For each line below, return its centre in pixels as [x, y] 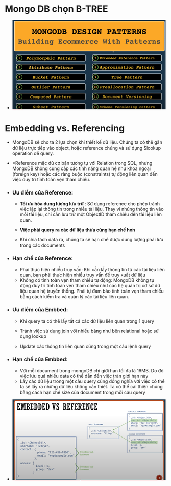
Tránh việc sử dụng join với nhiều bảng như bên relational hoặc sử [89, 331]
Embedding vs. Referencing [65, 128]
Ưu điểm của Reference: [43, 192]
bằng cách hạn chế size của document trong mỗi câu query [83, 392]
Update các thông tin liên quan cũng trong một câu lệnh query [85, 346]
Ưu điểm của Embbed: [40, 310]
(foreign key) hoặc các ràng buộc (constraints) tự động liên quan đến [85, 174]
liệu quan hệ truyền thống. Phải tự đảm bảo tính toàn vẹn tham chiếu [92, 291]
